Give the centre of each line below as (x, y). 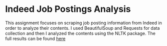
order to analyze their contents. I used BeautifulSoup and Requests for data (83, 28)
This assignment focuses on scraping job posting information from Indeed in (83, 23)
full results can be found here (35, 39)
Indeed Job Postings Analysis (68, 9)
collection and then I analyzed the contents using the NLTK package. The (80, 33)
